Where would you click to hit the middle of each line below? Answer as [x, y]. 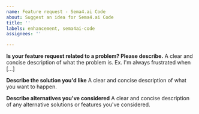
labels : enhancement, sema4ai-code [51, 28]
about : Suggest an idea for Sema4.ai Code [60, 17]
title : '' [19, 23]
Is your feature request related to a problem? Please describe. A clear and [99, 56]
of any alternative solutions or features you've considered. [79, 104]
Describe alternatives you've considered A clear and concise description [98, 98]
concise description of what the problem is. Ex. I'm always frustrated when [99, 63]
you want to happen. [31, 87]
